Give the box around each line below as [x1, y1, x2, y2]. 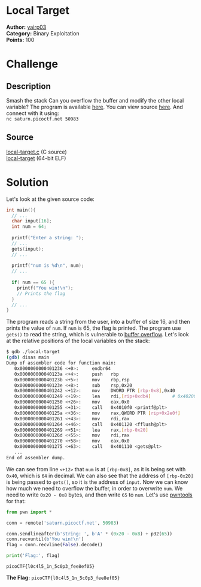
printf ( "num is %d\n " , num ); [11, 263, 84, 269]
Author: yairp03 [6, 23, 47, 31]
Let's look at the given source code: [6, 195, 95, 203]
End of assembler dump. [6, 454, 66, 460]
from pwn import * [6, 509, 52, 515]
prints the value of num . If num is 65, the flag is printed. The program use [6, 324, 181, 332]
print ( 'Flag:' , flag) [6, 553, 60, 559]
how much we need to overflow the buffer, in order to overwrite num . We [6, 484, 183, 492]
